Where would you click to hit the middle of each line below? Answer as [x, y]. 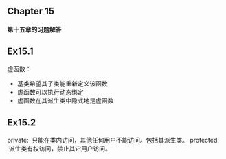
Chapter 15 [31, 11]
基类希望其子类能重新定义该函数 [62, 83]
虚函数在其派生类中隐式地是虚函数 [65, 100]
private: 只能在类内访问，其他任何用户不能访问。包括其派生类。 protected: [113, 140]
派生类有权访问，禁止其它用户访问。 [60, 148]
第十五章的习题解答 [34, 29]
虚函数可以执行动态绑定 [50, 92]
